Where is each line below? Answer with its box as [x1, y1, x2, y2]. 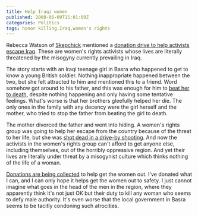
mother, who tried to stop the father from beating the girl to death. [6, 110, 168, 117]
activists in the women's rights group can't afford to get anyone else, [6, 140, 175, 147]
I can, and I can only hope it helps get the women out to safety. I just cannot [6, 177, 192, 184]
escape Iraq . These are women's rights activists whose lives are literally [6, 48, 183, 55]
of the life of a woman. [6, 159, 61, 166]
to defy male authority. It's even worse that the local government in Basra [6, 196, 186, 203]
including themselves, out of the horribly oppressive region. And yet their [6, 147, 186, 154]
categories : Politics [6, 20, 60, 26]
